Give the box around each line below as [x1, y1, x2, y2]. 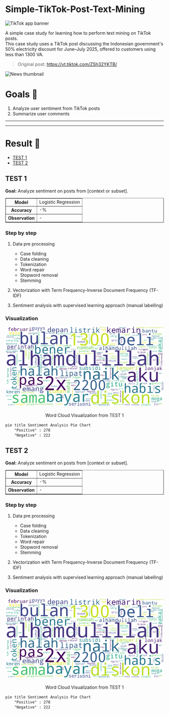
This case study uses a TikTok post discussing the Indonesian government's [5, 40, 163, 46]
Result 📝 [5, 138, 41, 149]
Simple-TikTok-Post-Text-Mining [5, 4, 145, 15]
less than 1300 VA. [5, 51, 44, 57]
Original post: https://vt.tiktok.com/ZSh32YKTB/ [17, 61, 117, 67]
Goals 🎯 [5, 89, 38, 100]
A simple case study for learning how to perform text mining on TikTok [5, 30, 151, 36]
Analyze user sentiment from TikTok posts [12, 105, 100, 111]
